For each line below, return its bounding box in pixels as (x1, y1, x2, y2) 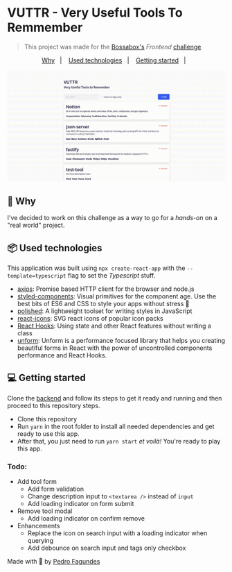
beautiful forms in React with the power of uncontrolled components (17, 344, 213, 352)
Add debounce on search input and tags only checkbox (27, 544, 186, 553)
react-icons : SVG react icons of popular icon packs (17, 314, 164, 322)
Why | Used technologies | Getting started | (41, 56, 186, 64)
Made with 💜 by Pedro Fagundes (7, 557, 100, 566)
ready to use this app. (17, 429, 80, 438)
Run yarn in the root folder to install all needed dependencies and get (17, 422, 215, 430)
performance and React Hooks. (17, 351, 107, 359)
